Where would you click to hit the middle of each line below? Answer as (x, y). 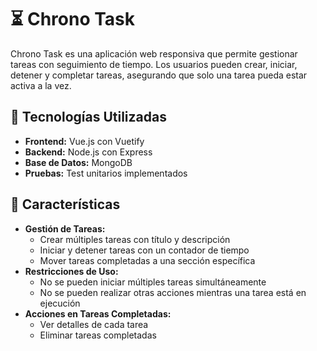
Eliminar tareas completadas (98, 335)
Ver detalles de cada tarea (94, 324)
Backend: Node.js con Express (88, 152)
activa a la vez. (41, 85)
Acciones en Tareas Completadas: (98, 313)
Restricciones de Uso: (71, 271)
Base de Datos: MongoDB (78, 162)
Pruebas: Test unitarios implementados (106, 173)
